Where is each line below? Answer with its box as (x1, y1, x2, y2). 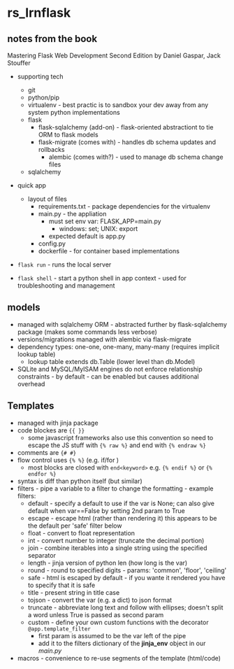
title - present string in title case (27, 588, 120, 596)
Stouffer (7, 59, 31, 67)
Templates (7, 400, 54, 412)
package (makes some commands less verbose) (17, 328, 157, 336)
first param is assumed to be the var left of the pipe (38, 631, 187, 640)
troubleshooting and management (17, 281, 115, 290)
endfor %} (27, 470, 57, 477)
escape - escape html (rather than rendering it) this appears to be (27, 514, 217, 522)
